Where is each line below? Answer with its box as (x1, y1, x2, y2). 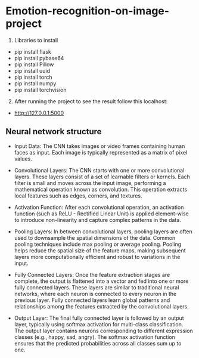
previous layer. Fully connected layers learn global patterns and (14, 297, 170, 304)
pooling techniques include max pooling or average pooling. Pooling (14, 240, 182, 248)
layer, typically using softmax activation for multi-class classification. (14, 320, 184, 328)
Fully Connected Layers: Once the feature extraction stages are (14, 271, 170, 278)
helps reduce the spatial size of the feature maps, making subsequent (14, 246, 186, 254)
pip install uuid (14, 67, 51, 74)
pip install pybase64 (14, 54, 64, 61)
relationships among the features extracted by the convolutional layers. (14, 303, 189, 310)
